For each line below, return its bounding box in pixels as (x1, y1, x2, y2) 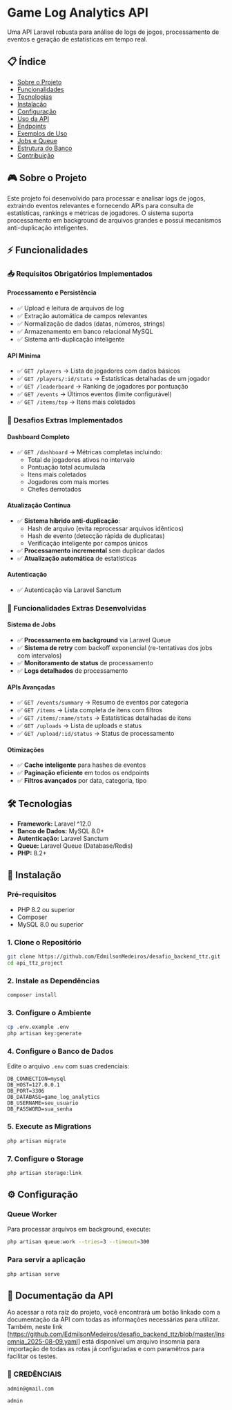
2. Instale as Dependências (7, 976, 100, 985)
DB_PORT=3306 (7, 1088, 45, 1095)
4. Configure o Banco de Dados (7, 1046, 114, 1056)
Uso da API (17, 114, 50, 122)
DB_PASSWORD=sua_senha (7, 1106, 72, 1113)
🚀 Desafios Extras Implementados (7, 416, 123, 425)
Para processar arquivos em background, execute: (7, 1225, 151, 1234)
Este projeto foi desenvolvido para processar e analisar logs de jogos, (7, 194, 206, 202)
